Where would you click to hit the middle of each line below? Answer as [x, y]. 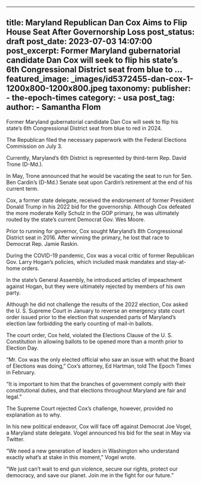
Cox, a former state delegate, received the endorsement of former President [100, 200]
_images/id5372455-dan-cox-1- [132, 79]
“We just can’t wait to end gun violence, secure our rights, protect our [92, 469]
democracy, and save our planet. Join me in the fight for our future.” [90, 475]
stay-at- [176, 261]
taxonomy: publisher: [150, 89]
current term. [22, 188]
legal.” [14, 397]
